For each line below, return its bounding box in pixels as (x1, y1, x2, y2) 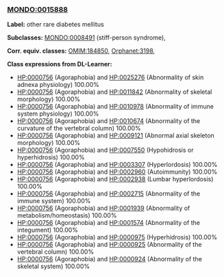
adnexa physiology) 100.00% (16, 81, 99, 89)
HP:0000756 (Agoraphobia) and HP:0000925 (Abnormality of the (16, 241, 202, 249)
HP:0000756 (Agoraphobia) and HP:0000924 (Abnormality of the (16, 255, 202, 263)
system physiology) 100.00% (16, 109, 99, 118)
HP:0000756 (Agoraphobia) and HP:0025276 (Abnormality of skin (16, 73, 204, 81)
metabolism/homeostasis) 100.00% (16, 211, 117, 220)
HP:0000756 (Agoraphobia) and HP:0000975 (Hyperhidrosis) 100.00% (16, 233, 218, 241)
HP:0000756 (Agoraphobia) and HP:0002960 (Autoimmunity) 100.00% (16, 168, 218, 176)
